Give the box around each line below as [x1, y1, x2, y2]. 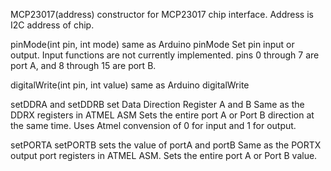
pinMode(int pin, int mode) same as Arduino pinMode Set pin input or [10, 39, 295, 50]
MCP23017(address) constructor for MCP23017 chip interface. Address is [10, 9, 314, 20]
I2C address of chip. [10, 19, 95, 31]
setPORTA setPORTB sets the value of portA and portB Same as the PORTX [10, 139, 322, 151]
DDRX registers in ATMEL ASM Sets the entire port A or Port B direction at [10, 109, 315, 121]
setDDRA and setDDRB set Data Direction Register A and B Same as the [10, 99, 305, 110]
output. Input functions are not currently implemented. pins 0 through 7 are [10, 49, 320, 61]
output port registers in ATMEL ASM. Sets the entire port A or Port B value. [10, 150, 318, 161]
